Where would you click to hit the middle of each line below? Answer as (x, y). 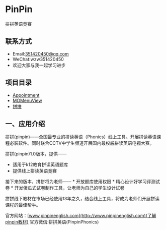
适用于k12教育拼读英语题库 (40, 164)
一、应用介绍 (25, 124)
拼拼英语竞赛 (18, 24)
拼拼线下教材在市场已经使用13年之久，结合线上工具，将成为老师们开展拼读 (82, 199)
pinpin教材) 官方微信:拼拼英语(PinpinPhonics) (52, 222)
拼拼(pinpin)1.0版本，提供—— (36, 154)
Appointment (26, 95)
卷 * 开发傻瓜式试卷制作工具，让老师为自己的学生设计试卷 (65, 188)
